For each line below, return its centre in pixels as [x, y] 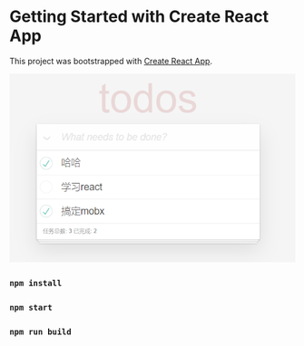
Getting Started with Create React [139, 17]
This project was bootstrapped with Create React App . [111, 61]
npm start [31, 308]
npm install [36, 284]
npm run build [40, 332]
